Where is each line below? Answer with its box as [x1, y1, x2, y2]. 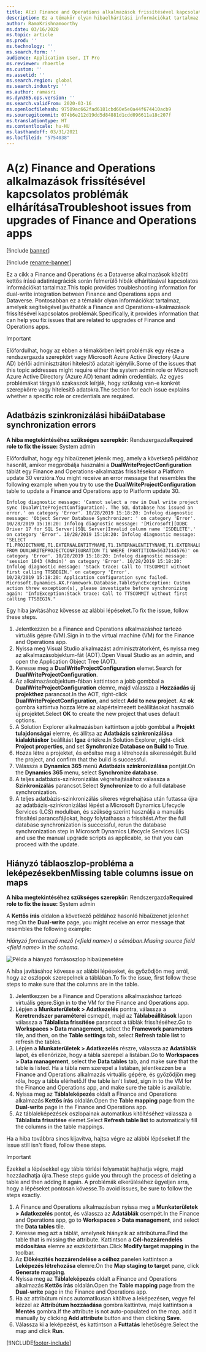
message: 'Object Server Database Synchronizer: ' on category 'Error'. [6, 515, 196, 521]
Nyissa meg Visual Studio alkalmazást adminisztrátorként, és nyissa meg [15, 645, 199, 652]
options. [15, 717, 36, 724]
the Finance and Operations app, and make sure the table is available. [15, 1084, 192, 1091]
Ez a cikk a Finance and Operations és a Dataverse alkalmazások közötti [6, 270, 189, 278]
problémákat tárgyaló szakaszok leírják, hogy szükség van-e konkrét [6, 379, 180, 387]
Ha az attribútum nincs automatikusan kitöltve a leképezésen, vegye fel [15, 1295, 196, 1302]
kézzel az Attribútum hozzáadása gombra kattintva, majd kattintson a [15, 1301, 193, 1309]
